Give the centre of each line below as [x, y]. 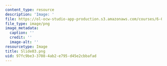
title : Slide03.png [25, 51]
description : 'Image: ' [30, 14]
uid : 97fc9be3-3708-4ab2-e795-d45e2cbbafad [51, 56]
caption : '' [22, 33]
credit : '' [21, 38]
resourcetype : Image [27, 47]
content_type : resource [30, 10]
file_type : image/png [28, 24]
